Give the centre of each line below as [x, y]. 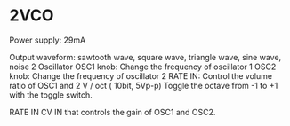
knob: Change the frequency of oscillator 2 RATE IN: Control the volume [141, 75]
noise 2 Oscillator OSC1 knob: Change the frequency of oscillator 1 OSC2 [143, 67]
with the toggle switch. [51, 95]
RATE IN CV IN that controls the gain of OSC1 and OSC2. [113, 112]
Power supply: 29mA [48, 40]
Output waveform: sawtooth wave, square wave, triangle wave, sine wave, [145, 57]
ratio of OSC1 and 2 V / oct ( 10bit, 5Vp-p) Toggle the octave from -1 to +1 [144, 85]
